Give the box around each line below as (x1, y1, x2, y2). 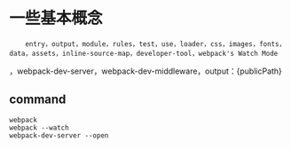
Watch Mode (238, 49, 279, 58)
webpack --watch (9, 123, 69, 132)
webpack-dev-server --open (9, 130, 109, 140)
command (9, 92, 67, 107)
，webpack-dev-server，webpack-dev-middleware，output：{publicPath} (9, 66, 282, 76)
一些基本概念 (9, 8, 104, 28)
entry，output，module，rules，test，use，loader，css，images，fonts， (25, 39, 287, 49)
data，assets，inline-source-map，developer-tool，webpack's (9, 49, 235, 58)
